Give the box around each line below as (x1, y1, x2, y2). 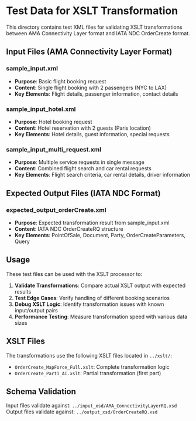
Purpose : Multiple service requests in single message (14, 159, 145, 166)
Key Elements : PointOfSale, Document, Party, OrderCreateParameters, (14, 231, 186, 238)
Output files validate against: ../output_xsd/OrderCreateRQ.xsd (6, 408, 158, 415)
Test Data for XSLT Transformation (6, 4, 178, 18)
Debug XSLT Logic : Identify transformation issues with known (14, 301, 164, 308)
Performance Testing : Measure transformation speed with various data (14, 313, 188, 320)
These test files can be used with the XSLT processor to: (6, 270, 143, 277)
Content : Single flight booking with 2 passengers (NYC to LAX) (14, 84, 167, 91)
